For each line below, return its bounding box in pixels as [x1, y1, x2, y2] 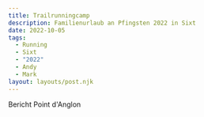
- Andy [15, 63, 37, 71]
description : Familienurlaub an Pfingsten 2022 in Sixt [8, 19, 196, 27]
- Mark [15, 70, 37, 78]
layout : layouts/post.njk [8, 77, 93, 85]
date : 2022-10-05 [8, 26, 66, 34]
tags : [8, 33, 26, 42]
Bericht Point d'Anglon [8, 100, 81, 109]
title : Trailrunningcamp [8, 11, 90, 20]
